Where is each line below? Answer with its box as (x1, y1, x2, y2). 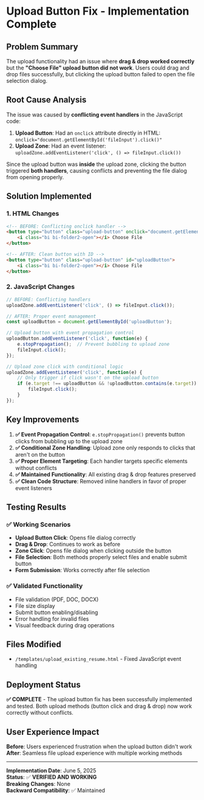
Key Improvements (6, 415, 80, 425)
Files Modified (6, 639, 62, 649)
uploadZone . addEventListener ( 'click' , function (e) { (6, 369, 143, 376)
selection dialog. (6, 77, 47, 84)
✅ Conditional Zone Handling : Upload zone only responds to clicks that (15, 444, 195, 451)
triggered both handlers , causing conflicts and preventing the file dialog (6, 166, 187, 174)
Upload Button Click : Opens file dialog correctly (15, 534, 136, 541)
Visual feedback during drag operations (15, 621, 115, 629)
